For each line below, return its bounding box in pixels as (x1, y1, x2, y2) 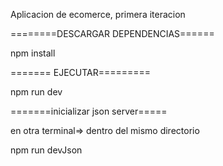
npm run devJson (10, 144, 83, 156)
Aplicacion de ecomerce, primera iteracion (10, 9, 186, 20)
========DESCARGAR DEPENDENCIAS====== (10, 28, 215, 39)
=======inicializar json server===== (10, 105, 168, 117)
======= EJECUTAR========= (10, 67, 152, 78)
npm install (10, 47, 56, 59)
